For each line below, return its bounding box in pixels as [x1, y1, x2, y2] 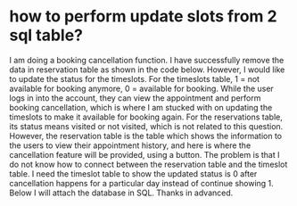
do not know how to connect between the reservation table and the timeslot [9, 159, 288, 169]
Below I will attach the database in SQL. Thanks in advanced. [9, 187, 234, 198]
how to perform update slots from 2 [9, 6, 278, 27]
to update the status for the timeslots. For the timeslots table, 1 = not [9, 73, 260, 84]
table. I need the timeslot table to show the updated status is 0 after [9, 168, 258, 179]
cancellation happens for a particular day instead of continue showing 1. [9, 177, 274, 188]
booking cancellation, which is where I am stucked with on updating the [9, 102, 273, 112]
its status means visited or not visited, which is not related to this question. [9, 120, 284, 131]
